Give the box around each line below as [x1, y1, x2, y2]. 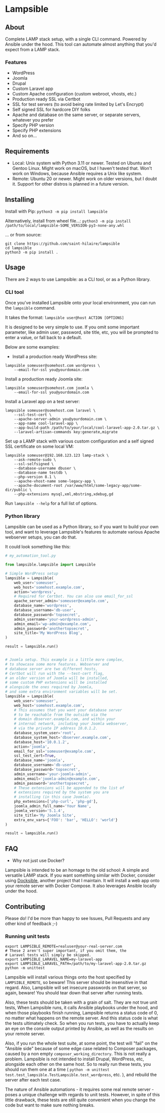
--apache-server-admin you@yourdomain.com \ [14, 417, 107, 422]
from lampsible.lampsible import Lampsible [5, 562, 96, 567]
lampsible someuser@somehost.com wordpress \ [5, 363, 100, 368]
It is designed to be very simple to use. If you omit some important [5, 324, 139, 330]
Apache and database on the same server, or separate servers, [12, 112, 141, 118]
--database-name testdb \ [14, 470, 67, 476]
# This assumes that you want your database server [14, 707, 122, 712]
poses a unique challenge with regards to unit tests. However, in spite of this [5, 1092, 160, 1098]
